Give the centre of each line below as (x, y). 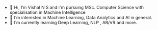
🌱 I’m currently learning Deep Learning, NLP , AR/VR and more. (73, 22)
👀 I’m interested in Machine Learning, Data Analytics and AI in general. (81, 17)
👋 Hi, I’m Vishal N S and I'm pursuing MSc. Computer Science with (77, 7)
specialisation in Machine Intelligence (48, 12)
